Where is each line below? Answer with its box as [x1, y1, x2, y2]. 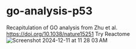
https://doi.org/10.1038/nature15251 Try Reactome [6, 30, 130, 37]
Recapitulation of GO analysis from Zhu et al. [6, 24, 118, 31]
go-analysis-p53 [6, 4, 92, 18]
